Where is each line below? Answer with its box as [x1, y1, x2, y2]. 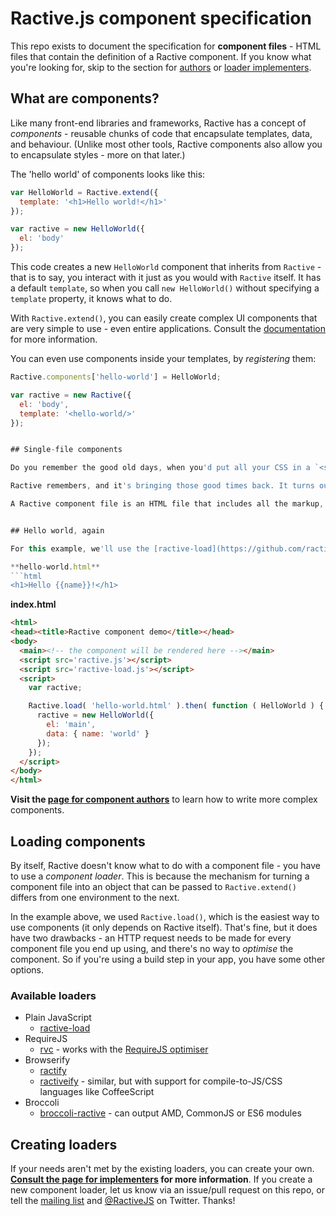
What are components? [10, 90, 160, 107]
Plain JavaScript [24, 1012, 92, 1024]
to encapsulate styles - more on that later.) [10, 148, 186, 161]
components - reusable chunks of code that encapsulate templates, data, [10, 127, 313, 139]
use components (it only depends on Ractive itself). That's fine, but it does [10, 921, 318, 933]
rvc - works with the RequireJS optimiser [39, 1043, 209, 1056]
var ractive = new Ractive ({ [10, 390, 132, 400]
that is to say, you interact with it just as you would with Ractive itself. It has [10, 272, 322, 283]
